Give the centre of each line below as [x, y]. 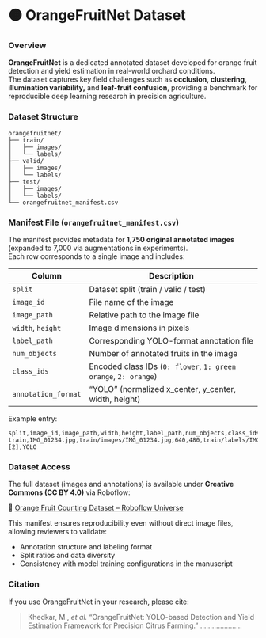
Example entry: [33, 419]
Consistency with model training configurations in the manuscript [126, 564]
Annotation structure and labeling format [86, 547]
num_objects [35, 354]
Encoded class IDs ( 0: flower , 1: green [162, 366]
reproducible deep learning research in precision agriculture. [107, 97]
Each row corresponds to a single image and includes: [97, 256]
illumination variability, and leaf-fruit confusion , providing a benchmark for [133, 88]
